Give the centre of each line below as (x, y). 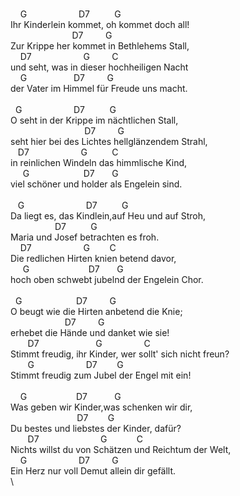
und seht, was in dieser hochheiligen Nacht (99, 67)
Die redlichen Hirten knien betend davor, (93, 258)
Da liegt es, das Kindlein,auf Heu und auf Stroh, (108, 216)
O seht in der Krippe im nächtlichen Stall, (94, 120)
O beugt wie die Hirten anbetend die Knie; (96, 311)
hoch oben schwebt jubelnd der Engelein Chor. (107, 279)
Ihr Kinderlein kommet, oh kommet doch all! (100, 24)
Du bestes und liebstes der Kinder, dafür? (96, 428)
